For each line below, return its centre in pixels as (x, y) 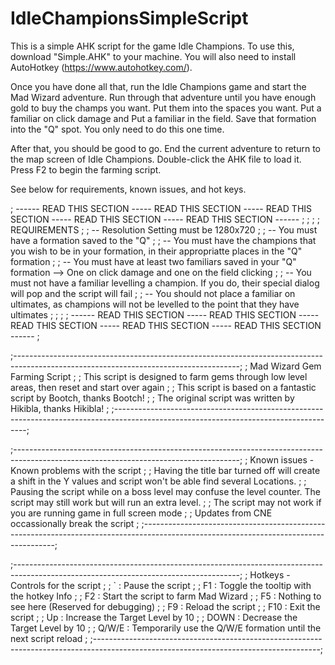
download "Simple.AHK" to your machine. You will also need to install (153, 56)
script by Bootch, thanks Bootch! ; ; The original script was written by (152, 398)
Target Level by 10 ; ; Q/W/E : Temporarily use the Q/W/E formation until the (166, 628)
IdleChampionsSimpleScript (129, 18)
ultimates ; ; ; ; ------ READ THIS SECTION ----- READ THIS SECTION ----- (165, 314)
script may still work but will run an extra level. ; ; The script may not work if (166, 502)
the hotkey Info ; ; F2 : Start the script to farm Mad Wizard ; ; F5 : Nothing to (166, 596)
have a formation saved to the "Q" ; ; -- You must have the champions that (163, 240)
